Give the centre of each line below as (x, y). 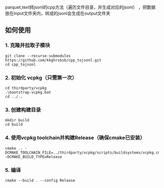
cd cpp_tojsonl (20, 64)
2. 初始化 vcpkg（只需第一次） (41, 77)
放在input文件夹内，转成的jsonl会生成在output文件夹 (58, 13)
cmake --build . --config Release (40, 180)
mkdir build (17, 120)
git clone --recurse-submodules (38, 56)
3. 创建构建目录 (23, 110)
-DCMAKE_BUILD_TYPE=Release (34, 157)
